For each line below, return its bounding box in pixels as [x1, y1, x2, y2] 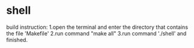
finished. [6, 36, 28, 43]
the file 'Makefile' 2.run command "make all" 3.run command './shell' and [6, 29, 187, 37]
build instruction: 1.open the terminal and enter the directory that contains [6, 23, 188, 31]
